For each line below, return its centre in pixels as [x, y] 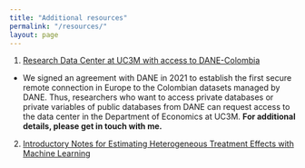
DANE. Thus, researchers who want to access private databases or [148, 97]
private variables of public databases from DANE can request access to [156, 107]
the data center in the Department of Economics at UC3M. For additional [159, 117]
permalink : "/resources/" [58, 26]
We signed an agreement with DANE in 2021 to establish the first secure [157, 78]
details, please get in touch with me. [92, 126]
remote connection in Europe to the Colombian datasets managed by [151, 88]
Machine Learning [56, 153]
